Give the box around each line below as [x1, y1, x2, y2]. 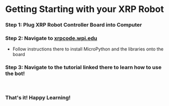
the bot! [5, 70, 25, 77]
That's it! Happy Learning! [5, 94, 71, 101]
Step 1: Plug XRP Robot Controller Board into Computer [5, 21, 142, 28]
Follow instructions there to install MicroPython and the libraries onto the [12, 46, 164, 52]
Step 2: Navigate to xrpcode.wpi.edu [5, 35, 97, 42]
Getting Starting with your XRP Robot [5, 3, 164, 15]
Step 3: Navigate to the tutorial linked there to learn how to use [5, 64, 162, 71]
